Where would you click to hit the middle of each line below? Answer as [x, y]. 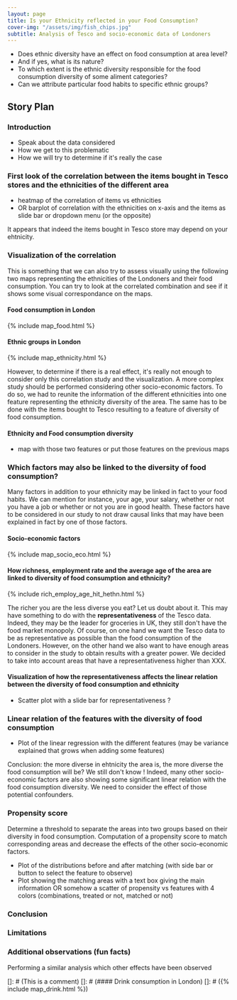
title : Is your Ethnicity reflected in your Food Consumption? [103, 21]
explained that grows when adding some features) [91, 751]
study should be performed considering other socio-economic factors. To [115, 386]
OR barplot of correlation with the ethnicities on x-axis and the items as [121, 208]
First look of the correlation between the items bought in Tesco [118, 176]
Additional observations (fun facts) [69, 952]
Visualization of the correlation [62, 256]
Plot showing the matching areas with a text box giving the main [111, 880]
